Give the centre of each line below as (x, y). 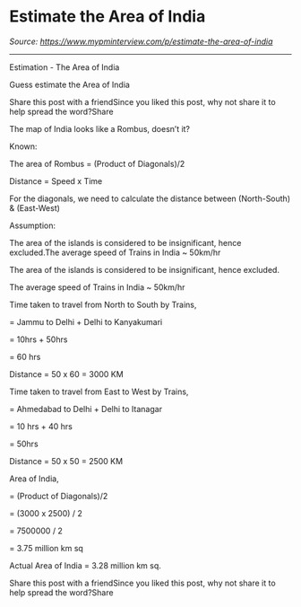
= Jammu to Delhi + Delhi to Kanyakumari (86, 321)
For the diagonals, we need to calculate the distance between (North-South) (150, 198)
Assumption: (33, 225)
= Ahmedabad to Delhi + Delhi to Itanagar (86, 409)
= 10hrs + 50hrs (39, 339)
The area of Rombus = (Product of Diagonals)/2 (97, 163)
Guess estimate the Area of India (69, 84)
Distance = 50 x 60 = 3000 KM (66, 374)
